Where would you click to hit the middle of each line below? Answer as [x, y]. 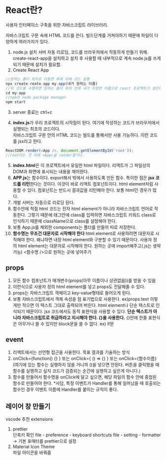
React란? [24, 10]
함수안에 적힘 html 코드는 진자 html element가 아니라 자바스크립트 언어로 [83, 208]
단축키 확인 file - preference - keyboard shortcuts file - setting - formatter [87, 435]
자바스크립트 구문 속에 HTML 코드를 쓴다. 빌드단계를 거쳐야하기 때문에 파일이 [79, 35]
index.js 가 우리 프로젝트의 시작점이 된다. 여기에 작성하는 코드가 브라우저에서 [86, 123]
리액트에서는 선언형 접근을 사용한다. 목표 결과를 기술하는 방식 [71, 352]
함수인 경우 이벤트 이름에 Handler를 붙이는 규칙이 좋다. [65, 389]
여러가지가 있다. [34, 41]
